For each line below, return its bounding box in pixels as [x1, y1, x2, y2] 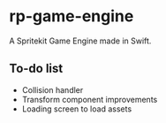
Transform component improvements [21, 94, 158, 104]
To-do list [9, 61, 64, 76]
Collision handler [21, 84, 84, 95]
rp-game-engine [9, 6, 134, 27]
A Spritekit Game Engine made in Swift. [9, 35, 152, 46]
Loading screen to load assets [21, 104, 132, 114]
